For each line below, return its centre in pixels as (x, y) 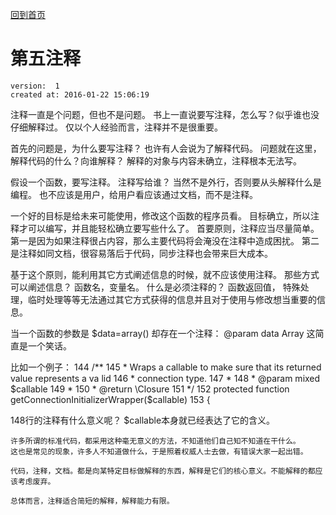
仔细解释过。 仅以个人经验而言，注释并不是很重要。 (116, 127)
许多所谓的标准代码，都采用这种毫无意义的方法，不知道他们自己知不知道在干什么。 (155, 441)
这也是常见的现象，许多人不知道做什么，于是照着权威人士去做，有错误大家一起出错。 (159, 451)
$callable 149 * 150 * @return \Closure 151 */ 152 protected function (150, 389)
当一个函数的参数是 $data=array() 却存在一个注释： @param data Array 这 (163, 333)
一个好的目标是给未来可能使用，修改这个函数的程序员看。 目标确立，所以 (160, 215)
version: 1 (35, 86)
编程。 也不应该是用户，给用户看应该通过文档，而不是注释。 (134, 194)
